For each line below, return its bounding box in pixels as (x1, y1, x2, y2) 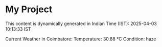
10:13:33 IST (5, 26, 31, 32)
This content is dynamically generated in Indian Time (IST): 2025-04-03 (5, 20, 157, 27)
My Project (5, 4, 53, 15)
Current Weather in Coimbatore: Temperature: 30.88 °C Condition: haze (5, 36, 156, 42)
